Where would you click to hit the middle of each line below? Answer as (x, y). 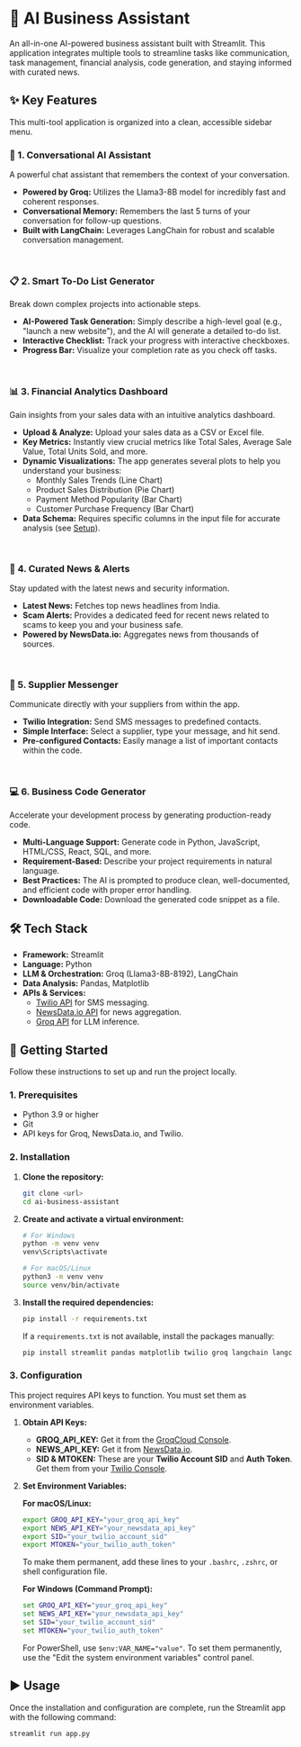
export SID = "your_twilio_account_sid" (95, 1536)
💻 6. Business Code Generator (78, 792)
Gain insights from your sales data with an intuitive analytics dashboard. (142, 414)
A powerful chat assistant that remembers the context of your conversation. (150, 175)
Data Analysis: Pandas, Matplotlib (86, 983)
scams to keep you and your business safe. (103, 624)
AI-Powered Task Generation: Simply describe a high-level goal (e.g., (152, 321)
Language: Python (57, 964)
